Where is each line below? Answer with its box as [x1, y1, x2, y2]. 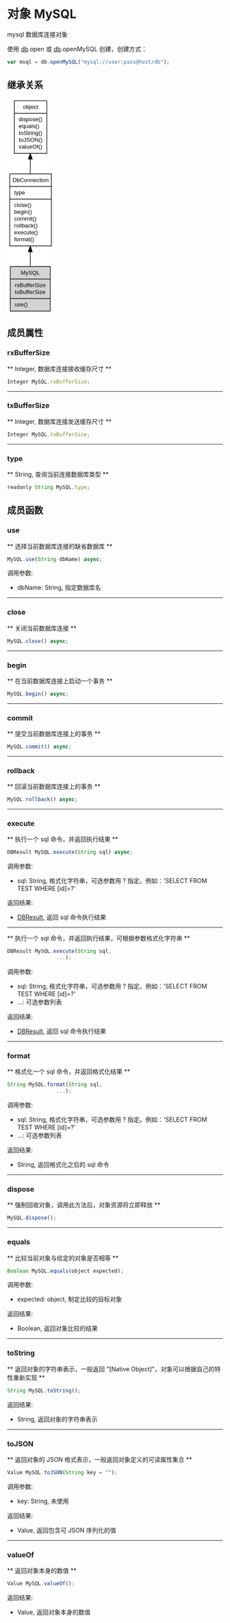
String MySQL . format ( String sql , [7, 1081, 103, 1088]
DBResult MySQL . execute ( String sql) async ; [7, 849, 133, 856]
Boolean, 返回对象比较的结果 [16, 1325, 98, 1333]
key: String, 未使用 [16, 1497, 70, 1505]
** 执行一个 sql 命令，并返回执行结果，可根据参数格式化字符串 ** [7, 934, 190, 943]
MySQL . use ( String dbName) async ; [7, 556, 103, 562]
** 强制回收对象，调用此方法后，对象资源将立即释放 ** [7, 1201, 161, 1209]
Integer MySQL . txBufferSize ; [7, 431, 90, 438]
